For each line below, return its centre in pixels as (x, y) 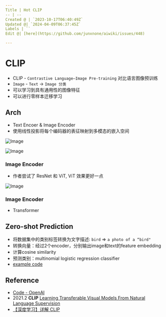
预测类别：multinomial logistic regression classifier (66, 258)
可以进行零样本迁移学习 (37, 96)
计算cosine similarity (34, 252)
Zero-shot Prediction (39, 227)
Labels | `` (18, 29)
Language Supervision (36, 303)
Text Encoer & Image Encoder (44, 125)
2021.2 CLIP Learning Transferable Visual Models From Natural (79, 298)
